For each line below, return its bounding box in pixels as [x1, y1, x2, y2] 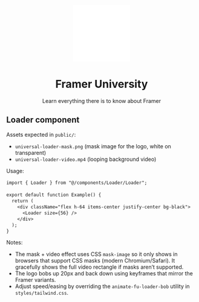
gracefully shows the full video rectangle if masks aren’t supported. [15, 263, 184, 271]
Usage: [6, 167, 24, 174]
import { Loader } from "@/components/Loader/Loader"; [6, 180, 148, 186]
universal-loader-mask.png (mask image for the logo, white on [15, 142, 171, 149]
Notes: [6, 238, 23, 246]
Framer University [55, 77, 148, 91]
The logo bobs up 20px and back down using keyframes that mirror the [15, 269, 194, 277]
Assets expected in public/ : [6, 131, 76, 138]
